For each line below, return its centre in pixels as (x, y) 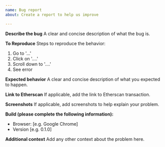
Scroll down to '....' (32, 64)
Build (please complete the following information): (59, 114)
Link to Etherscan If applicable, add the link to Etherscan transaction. (78, 94)
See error (23, 69)
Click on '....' (25, 58)
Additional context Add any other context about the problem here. (75, 139)
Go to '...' (22, 53)
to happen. (16, 85)
